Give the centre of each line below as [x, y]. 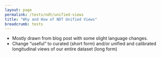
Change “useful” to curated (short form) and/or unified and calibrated [84, 44]
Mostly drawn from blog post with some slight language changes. [80, 38]
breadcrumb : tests [24, 24]
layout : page [18, 10]
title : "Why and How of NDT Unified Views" [51, 19]
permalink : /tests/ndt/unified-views [44, 15]
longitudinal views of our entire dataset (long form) [65, 49]
